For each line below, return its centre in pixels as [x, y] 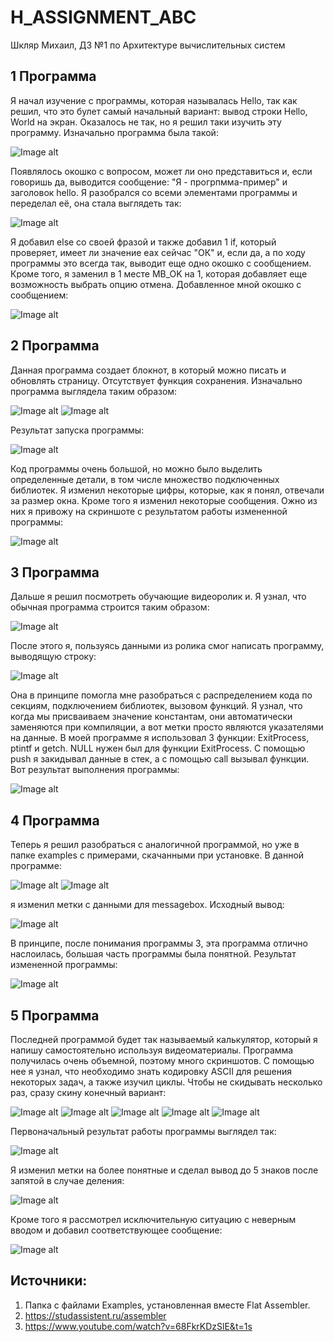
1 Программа [53, 76]
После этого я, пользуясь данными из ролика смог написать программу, [167, 646]
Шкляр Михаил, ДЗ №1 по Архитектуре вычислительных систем [148, 45]
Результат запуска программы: [77, 430]
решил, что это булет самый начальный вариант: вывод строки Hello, [159, 111]
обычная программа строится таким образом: [110, 607]
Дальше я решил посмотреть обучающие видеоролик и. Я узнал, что [158, 597]
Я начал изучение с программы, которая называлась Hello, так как [154, 100]
